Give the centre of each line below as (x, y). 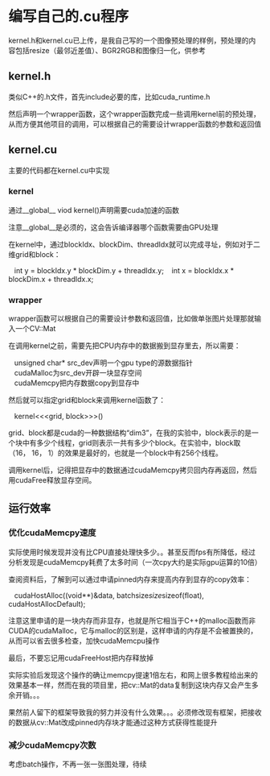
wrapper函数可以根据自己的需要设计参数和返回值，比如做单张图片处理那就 (131, 318)
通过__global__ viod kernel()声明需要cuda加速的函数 (94, 210)
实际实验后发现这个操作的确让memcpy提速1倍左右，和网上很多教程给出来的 (133, 674)
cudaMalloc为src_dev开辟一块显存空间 (78, 373)
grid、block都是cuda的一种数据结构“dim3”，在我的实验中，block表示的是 (130, 433)
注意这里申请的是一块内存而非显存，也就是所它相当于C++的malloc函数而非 (132, 620)
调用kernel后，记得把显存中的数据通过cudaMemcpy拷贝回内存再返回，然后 (133, 470)
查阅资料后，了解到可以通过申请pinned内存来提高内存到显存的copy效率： (130, 579)
